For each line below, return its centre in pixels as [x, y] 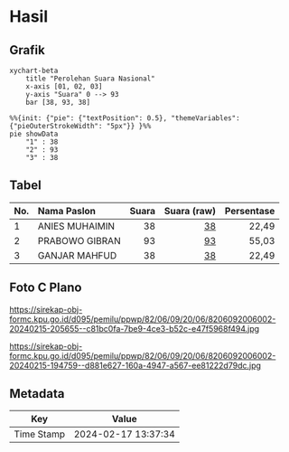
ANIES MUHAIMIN [76, 226]
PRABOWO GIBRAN [79, 240]
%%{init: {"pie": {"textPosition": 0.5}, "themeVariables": [125, 118]
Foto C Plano [46, 288]
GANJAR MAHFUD [77, 255]
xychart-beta [34, 71]
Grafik [27, 50]
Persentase [250, 211]
